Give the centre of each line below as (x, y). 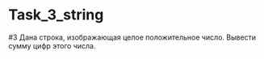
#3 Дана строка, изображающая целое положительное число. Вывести (132, 37)
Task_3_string (56, 15)
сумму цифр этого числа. (52, 45)
